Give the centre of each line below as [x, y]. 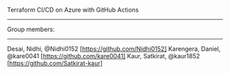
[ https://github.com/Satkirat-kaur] [55, 63]
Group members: [31, 29]
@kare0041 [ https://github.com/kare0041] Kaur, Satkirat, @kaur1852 [104, 56]
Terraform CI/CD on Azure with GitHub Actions [73, 10]
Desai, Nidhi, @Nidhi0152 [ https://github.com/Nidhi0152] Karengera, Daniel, [114, 49]
